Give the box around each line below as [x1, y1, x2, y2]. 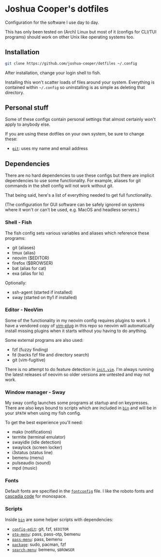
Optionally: [5, 280, 27, 286]
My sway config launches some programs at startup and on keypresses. [5, 400, 149, 406]
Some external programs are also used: [5, 337, 84, 343]
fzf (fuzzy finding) [12, 346, 48, 353]
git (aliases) [12, 244, 35, 251]
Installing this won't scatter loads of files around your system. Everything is [5, 79, 155, 85]
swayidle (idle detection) [12, 439, 61, 445]
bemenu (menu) [12, 455, 44, 461]
